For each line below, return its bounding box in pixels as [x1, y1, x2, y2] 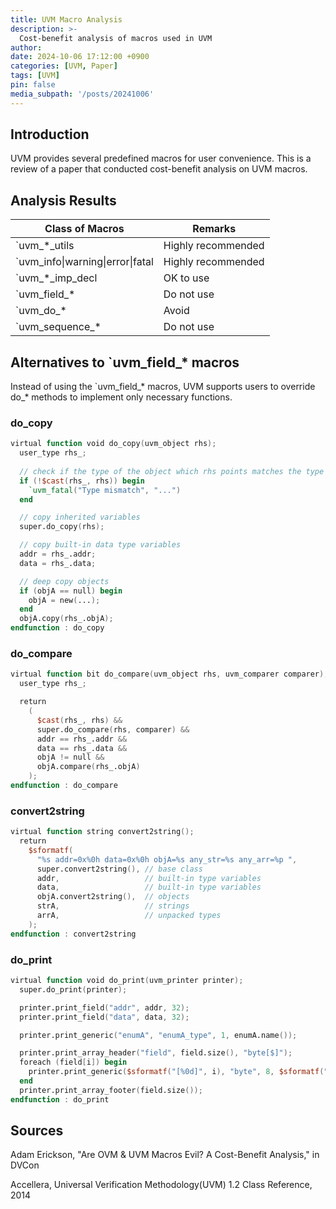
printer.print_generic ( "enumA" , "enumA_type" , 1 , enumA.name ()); [19, 1030, 298, 1040]
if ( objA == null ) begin [19, 586, 123, 596]
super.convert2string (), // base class [36, 864, 203, 874]
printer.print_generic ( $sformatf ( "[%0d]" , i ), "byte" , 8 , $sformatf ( [28, 1067, 325, 1077]
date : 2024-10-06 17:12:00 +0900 [10, 52, 150, 62]
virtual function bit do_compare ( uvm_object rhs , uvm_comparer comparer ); [10, 669, 329, 680]
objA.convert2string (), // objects [36, 892, 190, 902]
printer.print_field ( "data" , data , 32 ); [19, 1012, 190, 1022]
